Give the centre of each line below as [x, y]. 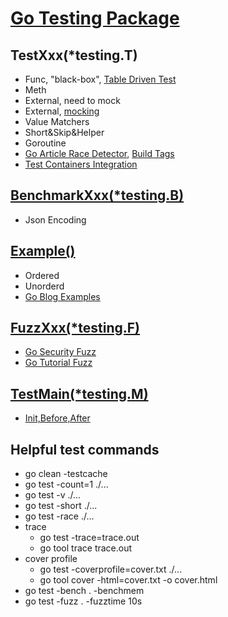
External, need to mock [72, 100]
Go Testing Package [95, 18]
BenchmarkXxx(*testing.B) [97, 195]
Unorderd [44, 286]
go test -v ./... [53, 495]
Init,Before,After [57, 418]
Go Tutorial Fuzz [58, 363]
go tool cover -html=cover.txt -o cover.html [128, 580]
